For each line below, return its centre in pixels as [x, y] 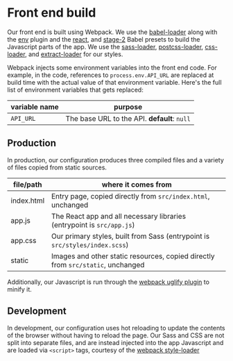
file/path [28, 184]
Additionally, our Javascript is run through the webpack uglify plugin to [109, 282]
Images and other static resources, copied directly [133, 256]
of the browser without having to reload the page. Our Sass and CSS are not [116, 335]
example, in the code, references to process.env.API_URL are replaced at [111, 75]
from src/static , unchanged [98, 265]
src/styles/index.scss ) [90, 244]
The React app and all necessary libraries [118, 216]
